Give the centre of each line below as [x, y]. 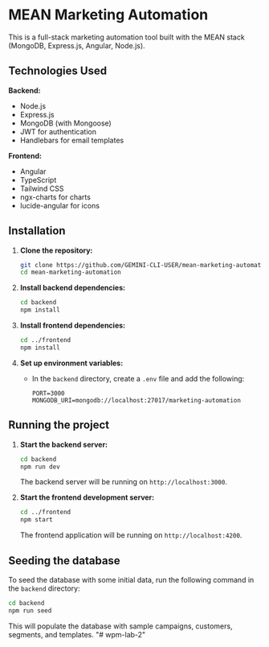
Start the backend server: [64, 444]
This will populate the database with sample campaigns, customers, [120, 626]
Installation [37, 231]
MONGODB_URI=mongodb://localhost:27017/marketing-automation [136, 400]
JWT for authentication [58, 131]
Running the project [59, 425]
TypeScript [38, 179]
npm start [37, 520]
